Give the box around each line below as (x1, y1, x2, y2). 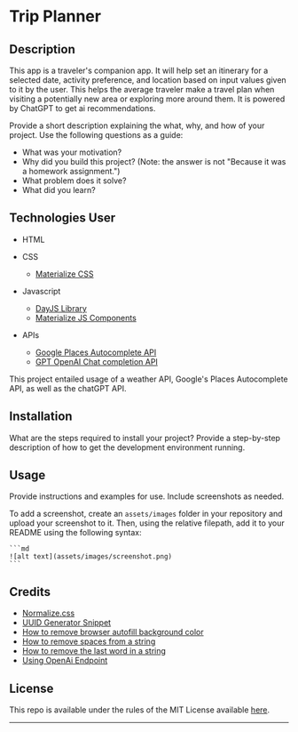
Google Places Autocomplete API (35, 347, 157, 358)
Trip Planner (9, 6, 102, 27)
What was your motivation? (21, 147, 122, 157)
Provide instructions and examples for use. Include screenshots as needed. (9, 491, 285, 502)
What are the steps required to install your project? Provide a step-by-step (9, 432, 281, 443)
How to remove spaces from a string (21, 636, 156, 647)
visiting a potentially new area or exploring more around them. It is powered (9, 93, 286, 104)
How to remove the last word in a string (21, 646, 167, 656)
